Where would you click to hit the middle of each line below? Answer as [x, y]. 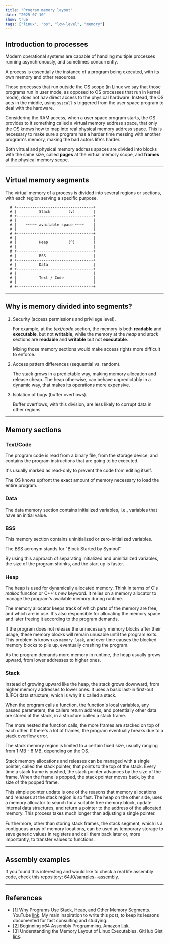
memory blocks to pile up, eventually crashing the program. [67, 645]
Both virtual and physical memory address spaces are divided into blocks [81, 149]
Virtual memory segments [47, 180]
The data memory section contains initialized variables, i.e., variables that [81, 510]
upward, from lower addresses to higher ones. [53, 660]
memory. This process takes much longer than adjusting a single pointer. [80, 813]
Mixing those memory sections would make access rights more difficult [87, 349]
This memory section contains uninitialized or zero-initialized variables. [79, 539]
